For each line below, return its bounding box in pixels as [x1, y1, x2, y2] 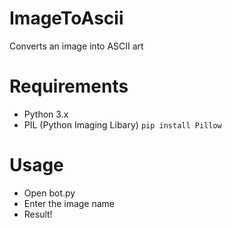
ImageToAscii [9, 7, 124, 30]
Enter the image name [23, 197, 116, 209]
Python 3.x [23, 108, 69, 120]
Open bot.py [23, 187, 76, 199]
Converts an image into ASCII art [9, 40, 144, 52]
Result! [23, 208, 53, 220]
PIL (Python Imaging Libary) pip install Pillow [23, 118, 222, 131]
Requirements [9, 75, 129, 98]
